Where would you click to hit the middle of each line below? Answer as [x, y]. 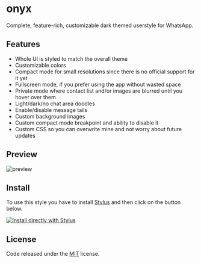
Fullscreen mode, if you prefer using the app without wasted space [98, 84]
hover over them [35, 97]
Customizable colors [40, 65]
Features [23, 44]
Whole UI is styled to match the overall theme [71, 58]
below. [14, 209]
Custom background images [50, 116]
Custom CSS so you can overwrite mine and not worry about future [98, 129]
